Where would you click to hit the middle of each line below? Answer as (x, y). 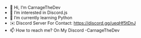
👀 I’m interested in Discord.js (38, 13)
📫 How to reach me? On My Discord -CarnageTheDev (65, 30)
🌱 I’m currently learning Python (41, 18)
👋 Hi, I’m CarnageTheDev (35, 7)
